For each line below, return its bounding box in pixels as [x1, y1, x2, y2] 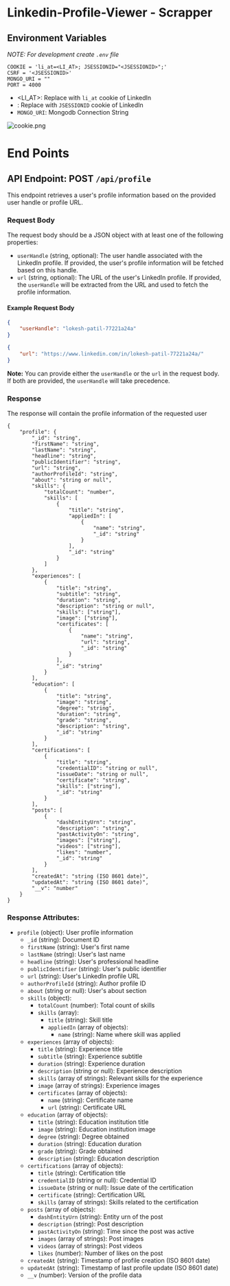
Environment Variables [7, 32, 107, 44]
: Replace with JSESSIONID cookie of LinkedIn [16, 101, 144, 109]
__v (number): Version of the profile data [27, 1271, 142, 1279]
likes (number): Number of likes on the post [37, 1249, 163, 1257]
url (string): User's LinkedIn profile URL [27, 972, 140, 981]
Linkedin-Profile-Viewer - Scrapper [7, 5, 213, 21]
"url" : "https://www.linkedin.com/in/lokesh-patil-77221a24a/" [19, 351, 205, 358]
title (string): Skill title [47, 1016, 113, 1024]
